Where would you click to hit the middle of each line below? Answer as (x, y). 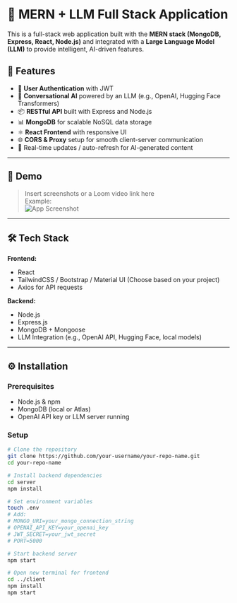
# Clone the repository (42, 450)
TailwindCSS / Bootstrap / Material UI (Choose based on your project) (119, 280)
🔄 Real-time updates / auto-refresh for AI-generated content (105, 147)
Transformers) (38, 103)
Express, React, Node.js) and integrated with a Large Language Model (111, 41)
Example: (38, 201)
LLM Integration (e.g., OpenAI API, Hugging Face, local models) (110, 337)
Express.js (32, 322)
